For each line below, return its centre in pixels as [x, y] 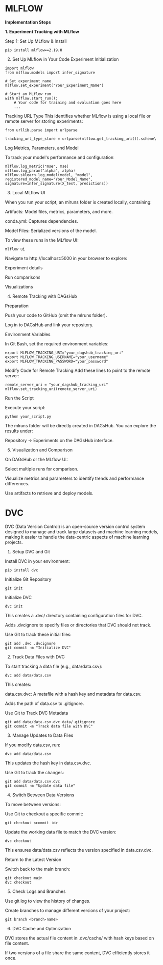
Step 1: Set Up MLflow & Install [36, 41]
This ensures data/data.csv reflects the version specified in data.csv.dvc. [79, 850]
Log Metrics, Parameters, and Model [42, 148]
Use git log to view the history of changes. [48, 901]
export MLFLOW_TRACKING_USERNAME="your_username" [57, 357]
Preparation [17, 306]
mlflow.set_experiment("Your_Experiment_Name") [55, 85]
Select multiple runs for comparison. [42, 469]
